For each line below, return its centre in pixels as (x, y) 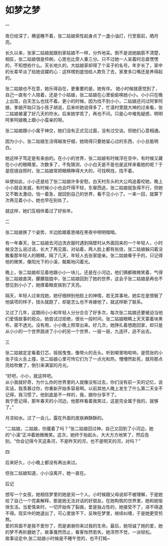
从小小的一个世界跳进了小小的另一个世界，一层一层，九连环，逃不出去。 (79, 331)
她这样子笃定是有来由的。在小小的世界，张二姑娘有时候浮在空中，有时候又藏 (84, 158)
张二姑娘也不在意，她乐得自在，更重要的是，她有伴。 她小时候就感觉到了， (82, 88)
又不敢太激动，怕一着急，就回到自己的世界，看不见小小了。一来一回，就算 (82, 194)
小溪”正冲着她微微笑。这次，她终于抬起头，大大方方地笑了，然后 (78, 435)
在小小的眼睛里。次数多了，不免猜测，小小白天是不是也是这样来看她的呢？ (82, 164)
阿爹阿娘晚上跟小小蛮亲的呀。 (36, 120)
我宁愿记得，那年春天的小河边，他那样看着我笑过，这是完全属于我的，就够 (82, 401)
